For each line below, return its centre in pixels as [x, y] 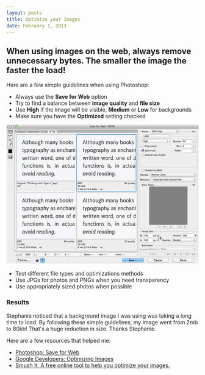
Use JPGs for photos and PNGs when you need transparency [92, 280]
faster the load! [36, 70]
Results [18, 302]
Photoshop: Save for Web [47, 352]
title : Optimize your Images [43, 19]
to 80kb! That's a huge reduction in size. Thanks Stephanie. [81, 329]
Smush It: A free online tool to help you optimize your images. [92, 365]
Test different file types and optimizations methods [79, 274]
